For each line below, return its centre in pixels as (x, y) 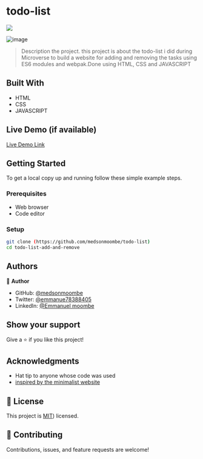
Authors (22, 266)
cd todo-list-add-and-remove (43, 247)
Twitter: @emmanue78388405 (53, 299)
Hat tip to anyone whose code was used (65, 376)
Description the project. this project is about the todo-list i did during (107, 51)
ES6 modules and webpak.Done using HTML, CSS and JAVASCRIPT (106, 64)
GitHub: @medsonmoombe (49, 293)
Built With (25, 83)
